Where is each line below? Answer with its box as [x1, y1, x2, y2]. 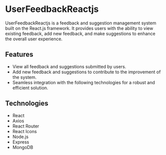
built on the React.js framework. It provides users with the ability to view [5, 25, 154, 31]
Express [12, 139, 29, 145]
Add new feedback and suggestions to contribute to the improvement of [12, 69, 161, 75]
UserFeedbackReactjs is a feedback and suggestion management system [5, 20, 157, 26]
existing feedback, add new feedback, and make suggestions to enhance [5, 30, 156, 36]
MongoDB [12, 144, 33, 150]
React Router [12, 123, 39, 129]
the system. [12, 74, 37, 80]
